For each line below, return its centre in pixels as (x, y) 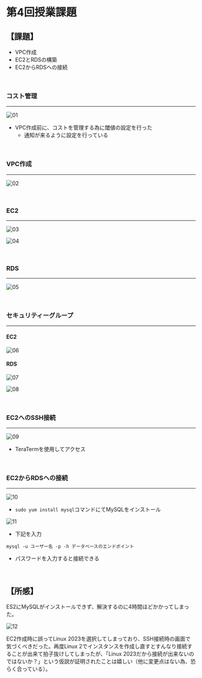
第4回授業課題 (41, 12)
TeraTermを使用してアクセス (50, 449)
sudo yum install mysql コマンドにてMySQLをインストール (88, 510)
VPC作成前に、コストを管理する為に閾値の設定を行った (84, 128)
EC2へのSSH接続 (31, 417)
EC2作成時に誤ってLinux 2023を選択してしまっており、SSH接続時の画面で (99, 639)
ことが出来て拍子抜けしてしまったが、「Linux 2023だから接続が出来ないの (103, 654)
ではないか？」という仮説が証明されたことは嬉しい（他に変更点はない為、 (98, 662)
